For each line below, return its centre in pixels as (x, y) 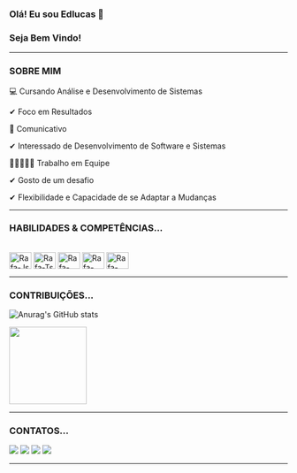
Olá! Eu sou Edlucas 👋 (57, 14)
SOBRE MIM (35, 72)
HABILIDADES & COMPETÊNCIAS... (86, 228)
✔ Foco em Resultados (51, 111)
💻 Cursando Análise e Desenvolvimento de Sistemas (106, 91)
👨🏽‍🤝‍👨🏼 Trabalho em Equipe (60, 163)
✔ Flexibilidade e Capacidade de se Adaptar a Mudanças (113, 197)
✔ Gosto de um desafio (52, 179)
